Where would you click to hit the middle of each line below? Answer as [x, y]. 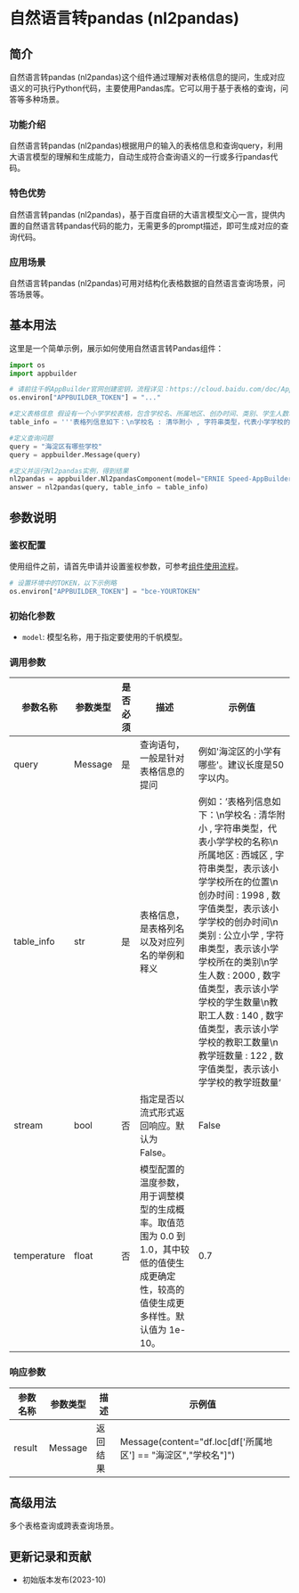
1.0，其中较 [164, 1250]
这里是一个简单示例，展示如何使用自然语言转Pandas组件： [117, 348]
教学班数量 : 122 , [235, 1055]
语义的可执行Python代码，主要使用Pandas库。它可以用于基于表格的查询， [145, 88]
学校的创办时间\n [242, 922]
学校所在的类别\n [234, 962]
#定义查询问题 [31, 438]
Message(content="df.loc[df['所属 [192, 1441]
